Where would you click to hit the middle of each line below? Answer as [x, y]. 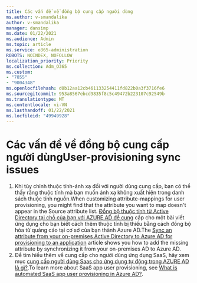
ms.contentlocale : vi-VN [37, 105]
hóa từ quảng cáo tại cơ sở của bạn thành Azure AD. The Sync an [93, 230]
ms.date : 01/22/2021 [32, 34]
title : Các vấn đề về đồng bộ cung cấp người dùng [70, 11]
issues [23, 170]
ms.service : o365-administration [47, 50]
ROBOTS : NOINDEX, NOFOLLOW [39, 55]
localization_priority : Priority [47, 61]
